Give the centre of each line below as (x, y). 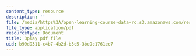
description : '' (26, 17)
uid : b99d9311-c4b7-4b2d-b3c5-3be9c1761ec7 (60, 44)
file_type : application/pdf (40, 28)
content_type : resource (35, 11)
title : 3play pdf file (34, 38)
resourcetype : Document (35, 33)
